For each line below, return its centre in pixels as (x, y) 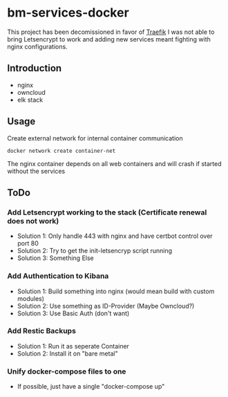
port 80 (28, 243)
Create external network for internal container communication (95, 138)
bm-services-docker (68, 13)
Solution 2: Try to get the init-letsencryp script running (95, 251)
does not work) (33, 221)
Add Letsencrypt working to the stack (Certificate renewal (107, 212)
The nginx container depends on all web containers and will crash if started (115, 163)
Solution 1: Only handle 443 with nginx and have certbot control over (115, 236)
